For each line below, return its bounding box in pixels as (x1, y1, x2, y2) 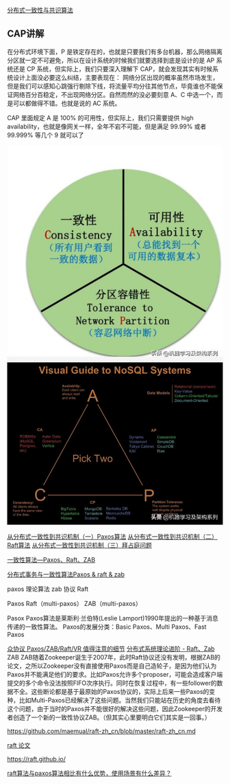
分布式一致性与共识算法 (7, 6, 73, 14)
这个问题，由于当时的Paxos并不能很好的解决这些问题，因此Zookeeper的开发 (7, 704, 223, 713)
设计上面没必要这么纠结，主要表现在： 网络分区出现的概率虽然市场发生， (12, 73, 219, 81)
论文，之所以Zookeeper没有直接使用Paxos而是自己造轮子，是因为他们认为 (7, 662, 217, 670)
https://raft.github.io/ (7, 754, 66, 763)
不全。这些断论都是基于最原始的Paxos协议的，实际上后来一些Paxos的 (12, 687, 209, 695)
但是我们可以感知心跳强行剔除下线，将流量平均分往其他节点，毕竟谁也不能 (7, 82, 217, 90)
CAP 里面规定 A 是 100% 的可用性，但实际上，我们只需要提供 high (7, 113, 194, 122)
